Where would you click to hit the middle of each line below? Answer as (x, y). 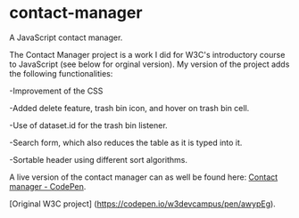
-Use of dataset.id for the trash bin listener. (88, 125)
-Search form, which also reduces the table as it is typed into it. (126, 142)
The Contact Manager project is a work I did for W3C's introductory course (147, 54)
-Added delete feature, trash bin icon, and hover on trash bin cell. (129, 108)
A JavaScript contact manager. (66, 37)
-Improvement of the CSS (56, 91)
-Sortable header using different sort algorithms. (98, 159)
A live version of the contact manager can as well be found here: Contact (144, 177)
